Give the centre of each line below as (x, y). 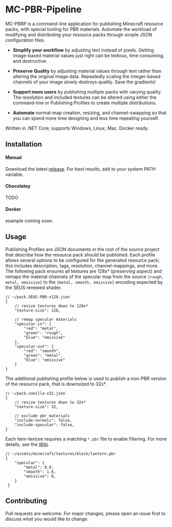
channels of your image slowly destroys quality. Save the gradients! (84, 82)
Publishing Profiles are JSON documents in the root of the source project (82, 249)
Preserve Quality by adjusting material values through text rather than (87, 71)
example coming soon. (30, 221)
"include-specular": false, (44, 425)
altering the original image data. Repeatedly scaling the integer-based (87, 76)
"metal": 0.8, (39, 467)
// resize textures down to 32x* (50, 402)
